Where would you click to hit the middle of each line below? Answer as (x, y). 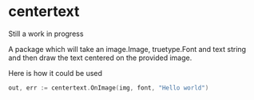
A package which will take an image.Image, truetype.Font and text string (127, 49)
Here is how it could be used (55, 73)
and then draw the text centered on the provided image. (100, 58)
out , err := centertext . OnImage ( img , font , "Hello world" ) (109, 88)
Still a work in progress (46, 34)
